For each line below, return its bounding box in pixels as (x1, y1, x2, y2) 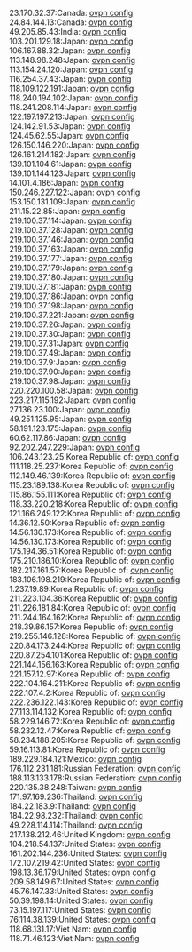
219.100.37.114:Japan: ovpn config (9, 215, 133, 226)
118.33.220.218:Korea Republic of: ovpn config (9, 499, 179, 509)
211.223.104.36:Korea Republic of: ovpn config (9, 593, 178, 604)
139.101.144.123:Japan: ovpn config (9, 168, 136, 179)
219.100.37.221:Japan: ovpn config (9, 310, 134, 320)
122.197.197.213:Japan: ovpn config (9, 111, 135, 122)
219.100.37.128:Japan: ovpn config (9, 225, 134, 235)
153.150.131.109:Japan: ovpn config (9, 196, 135, 207)
